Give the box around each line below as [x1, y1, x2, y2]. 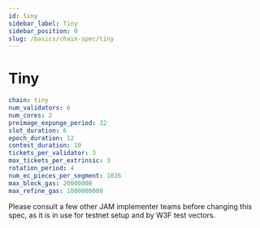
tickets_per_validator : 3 [8, 149, 96, 157]
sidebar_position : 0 [8, 27, 79, 35]
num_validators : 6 [8, 104, 71, 112]
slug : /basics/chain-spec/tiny [8, 34, 115, 43]
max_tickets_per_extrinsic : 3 [8, 157, 111, 165]
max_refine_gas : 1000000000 [8, 187, 104, 195]
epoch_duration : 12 [8, 134, 75, 142]
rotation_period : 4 [8, 164, 75, 173]
